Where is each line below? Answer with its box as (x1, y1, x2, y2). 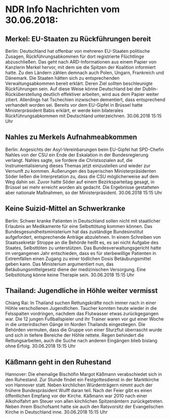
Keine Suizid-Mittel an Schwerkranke (5, 204, 126, 213)
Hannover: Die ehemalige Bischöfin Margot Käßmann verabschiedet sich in (5, 371, 162, 377)
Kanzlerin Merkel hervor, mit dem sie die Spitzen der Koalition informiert (5, 65, 156, 70)
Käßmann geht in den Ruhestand (5, 358, 112, 366)
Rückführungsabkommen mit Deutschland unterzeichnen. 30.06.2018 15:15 (5, 113, 162, 119)
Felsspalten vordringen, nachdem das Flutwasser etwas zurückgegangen (5, 311, 159, 317)
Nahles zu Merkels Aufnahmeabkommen (5, 133, 138, 142)
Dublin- (142, 86, 158, 92)
